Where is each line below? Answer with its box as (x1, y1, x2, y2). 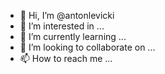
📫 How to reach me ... (19, 53, 113, 64)
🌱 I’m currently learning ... (19, 31, 127, 42)
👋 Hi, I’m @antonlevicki (19, 10, 115, 21)
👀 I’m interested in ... (19, 20, 105, 32)
